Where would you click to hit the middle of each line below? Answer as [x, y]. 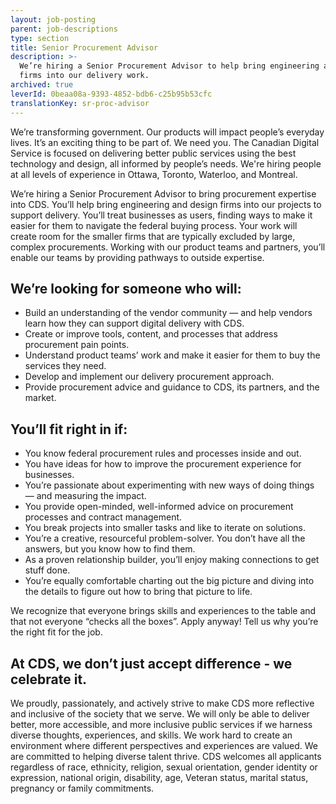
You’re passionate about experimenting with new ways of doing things [169, 485]
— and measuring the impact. [85, 496]
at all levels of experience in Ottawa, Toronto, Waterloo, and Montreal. [154, 174]
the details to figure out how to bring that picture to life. [138, 592]
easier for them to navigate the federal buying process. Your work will [154, 225]
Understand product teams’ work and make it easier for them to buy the [172, 355]
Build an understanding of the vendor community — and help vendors [168, 313]
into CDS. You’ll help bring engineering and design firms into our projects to [166, 204]
